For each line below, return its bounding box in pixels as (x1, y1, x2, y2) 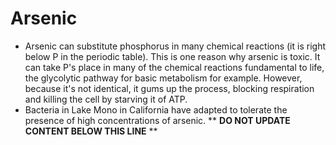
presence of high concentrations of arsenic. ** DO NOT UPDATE (24, 114, 291, 126)
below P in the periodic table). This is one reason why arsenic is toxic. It (24, 50, 321, 62)
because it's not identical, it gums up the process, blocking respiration (24, 82, 315, 94)
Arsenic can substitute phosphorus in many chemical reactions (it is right (24, 40, 326, 52)
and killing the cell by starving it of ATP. (24, 93, 188, 105)
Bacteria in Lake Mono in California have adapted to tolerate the (24, 103, 288, 116)
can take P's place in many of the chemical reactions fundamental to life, (24, 61, 325, 73)
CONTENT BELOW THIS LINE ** (24, 125, 158, 137)
